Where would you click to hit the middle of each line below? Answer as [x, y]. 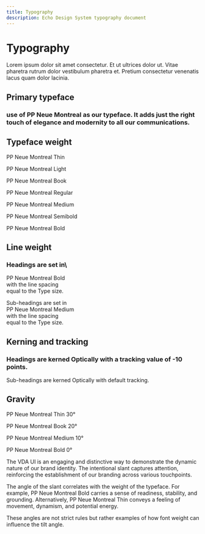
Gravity [21, 400]
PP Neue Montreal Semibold [42, 216]
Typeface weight [39, 142]
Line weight [29, 247]
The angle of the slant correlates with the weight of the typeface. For [93, 486]
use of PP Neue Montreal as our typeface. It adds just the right [101, 115]
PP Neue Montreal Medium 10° [45, 438]
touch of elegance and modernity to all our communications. [98, 122]
